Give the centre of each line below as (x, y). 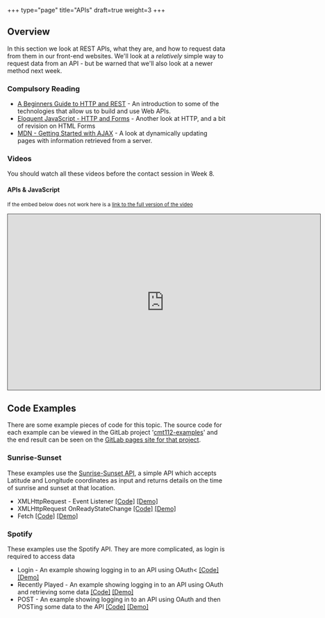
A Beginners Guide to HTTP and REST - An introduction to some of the (118, 104)
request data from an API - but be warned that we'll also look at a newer (110, 63)
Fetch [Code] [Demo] (48, 516)
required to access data (41, 557)
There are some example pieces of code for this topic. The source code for (115, 425)
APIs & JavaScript (34, 190)
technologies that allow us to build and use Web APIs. (94, 111)
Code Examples (42, 408)
